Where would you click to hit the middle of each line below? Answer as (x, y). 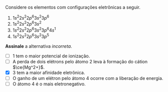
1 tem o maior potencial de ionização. (51, 56)
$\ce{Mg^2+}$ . (29, 67)
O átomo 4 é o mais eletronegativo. (49, 84)
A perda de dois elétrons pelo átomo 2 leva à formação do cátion (80, 61)
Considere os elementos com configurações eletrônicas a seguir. (73, 7)
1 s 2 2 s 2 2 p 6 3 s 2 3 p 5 (31, 36)
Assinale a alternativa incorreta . (39, 46)
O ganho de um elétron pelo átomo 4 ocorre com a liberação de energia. (88, 78)
